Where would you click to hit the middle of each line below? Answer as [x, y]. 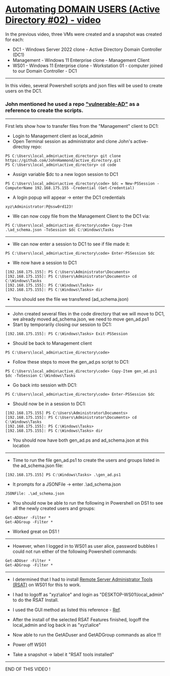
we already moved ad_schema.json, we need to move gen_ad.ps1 [81, 319]
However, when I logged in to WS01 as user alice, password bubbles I [85, 546]
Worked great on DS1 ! [36, 531]
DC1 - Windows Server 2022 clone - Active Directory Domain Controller [87, 49]
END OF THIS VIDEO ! [28, 669]
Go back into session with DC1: [45, 385]
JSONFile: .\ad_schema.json [35, 494]
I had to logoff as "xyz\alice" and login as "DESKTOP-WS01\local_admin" [88, 595]
